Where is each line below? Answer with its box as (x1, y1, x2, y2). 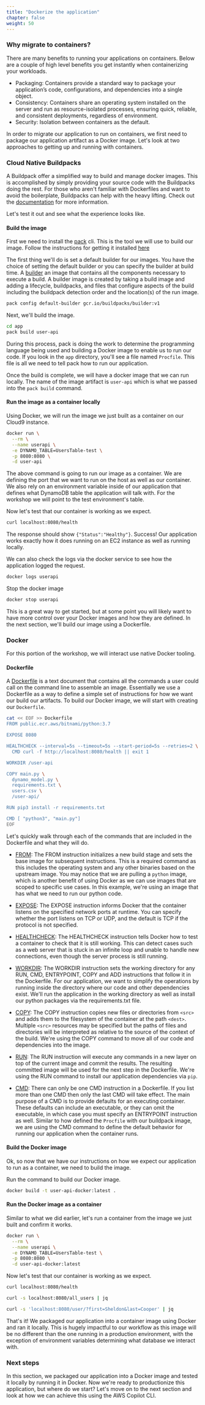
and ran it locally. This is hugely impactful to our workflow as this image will (6, 1324, 197, 1331)
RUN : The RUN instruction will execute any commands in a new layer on (15, 1053, 197, 1060)
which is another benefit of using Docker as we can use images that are (15, 877, 196, 884)
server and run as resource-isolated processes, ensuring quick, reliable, (15, 105, 197, 113)
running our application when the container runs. (15, 1130, 139, 1137)
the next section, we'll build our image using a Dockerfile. (6, 620, 151, 628)
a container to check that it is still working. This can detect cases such (15, 940, 193, 947)
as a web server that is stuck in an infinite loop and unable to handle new (15, 946, 199, 953)
